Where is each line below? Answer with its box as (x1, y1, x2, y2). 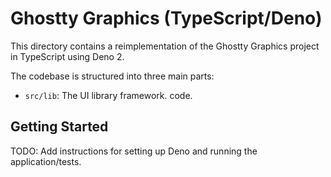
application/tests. (10, 155, 82, 167)
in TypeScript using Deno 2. (10, 50, 125, 62)
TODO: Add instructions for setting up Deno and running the (10, 145, 258, 157)
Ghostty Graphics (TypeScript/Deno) (10, 7, 323, 30)
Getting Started (10, 118, 109, 136)
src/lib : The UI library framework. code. (24, 89, 193, 101)
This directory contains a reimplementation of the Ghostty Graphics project (10, 40, 320, 52)
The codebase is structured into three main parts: (10, 70, 215, 82)
